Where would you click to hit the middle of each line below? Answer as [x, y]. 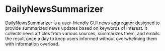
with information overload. [32, 44]
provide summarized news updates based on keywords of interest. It [76, 28]
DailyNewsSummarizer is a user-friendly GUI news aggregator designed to [82, 23]
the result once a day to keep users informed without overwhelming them [81, 39]
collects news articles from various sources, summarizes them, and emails [82, 33]
